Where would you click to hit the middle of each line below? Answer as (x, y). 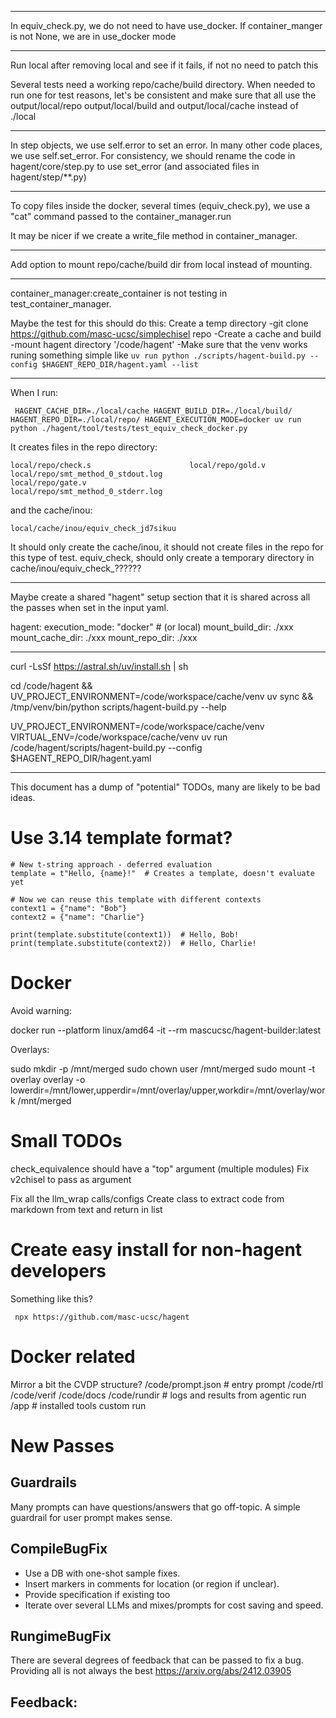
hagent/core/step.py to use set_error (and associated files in (135, 166)
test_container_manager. (61, 304)
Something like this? (51, 1298)
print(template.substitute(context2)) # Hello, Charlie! (133, 943)
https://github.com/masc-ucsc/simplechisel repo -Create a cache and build (166, 334)
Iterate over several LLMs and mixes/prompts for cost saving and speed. (174, 1605)
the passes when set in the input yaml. (89, 607)
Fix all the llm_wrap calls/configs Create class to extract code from (147, 1198)
